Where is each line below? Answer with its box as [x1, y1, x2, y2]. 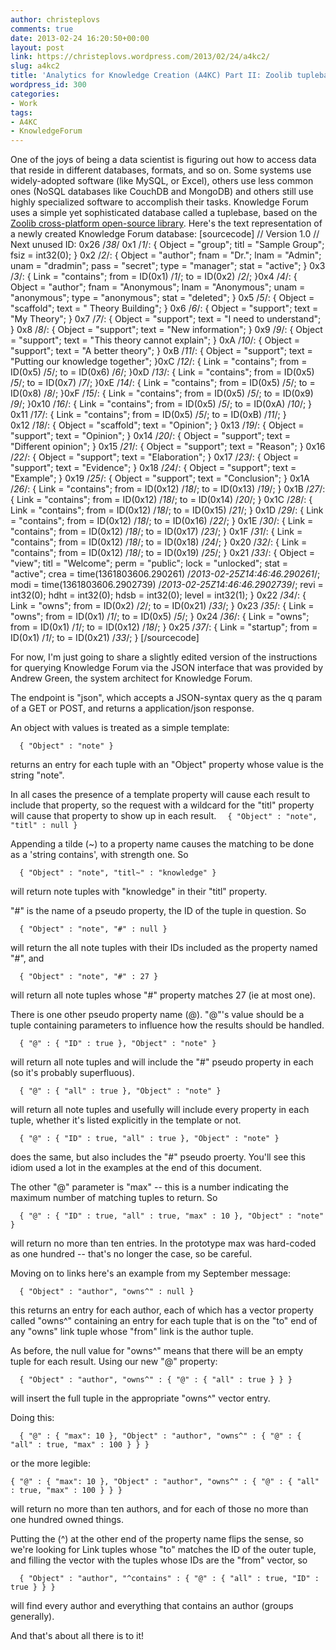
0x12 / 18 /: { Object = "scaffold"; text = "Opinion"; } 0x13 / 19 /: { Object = [10, 419, 305, 431]
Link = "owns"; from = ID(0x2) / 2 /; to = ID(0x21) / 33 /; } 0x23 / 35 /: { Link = [10, 600, 315, 612]
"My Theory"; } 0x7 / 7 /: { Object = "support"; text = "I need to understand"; [10, 313, 322, 325]
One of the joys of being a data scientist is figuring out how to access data [10, 154, 317, 166]
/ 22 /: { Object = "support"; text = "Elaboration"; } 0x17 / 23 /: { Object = [10, 451, 300, 463]
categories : [10, 89, 60, 99]
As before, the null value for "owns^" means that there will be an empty [10, 1345, 304, 1357]
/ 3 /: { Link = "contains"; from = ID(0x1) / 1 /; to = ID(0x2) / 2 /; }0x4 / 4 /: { [10, 271, 298, 283]
